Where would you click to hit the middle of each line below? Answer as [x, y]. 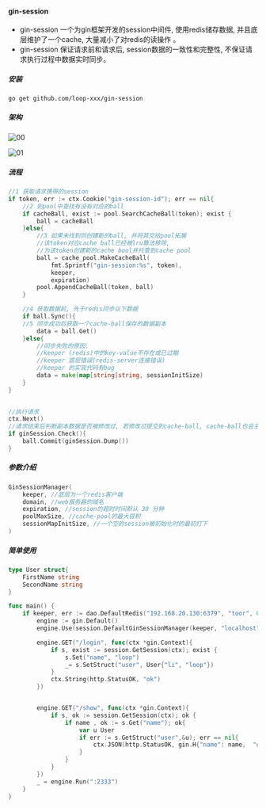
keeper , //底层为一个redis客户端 [73, 494]
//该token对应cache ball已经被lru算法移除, [103, 243]
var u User [97, 730]
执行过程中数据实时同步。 [68, 59]
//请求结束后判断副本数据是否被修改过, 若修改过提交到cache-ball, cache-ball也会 [131, 427]
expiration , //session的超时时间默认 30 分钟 [93, 509]
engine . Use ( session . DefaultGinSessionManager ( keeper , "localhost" [148, 629]
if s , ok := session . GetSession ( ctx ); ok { [123, 715]
